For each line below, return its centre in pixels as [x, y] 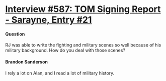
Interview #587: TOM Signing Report [83, 9]
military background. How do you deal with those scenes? [65, 50]
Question [15, 34]
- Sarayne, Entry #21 [49, 20]
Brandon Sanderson [27, 61]
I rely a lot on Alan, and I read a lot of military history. [60, 73]
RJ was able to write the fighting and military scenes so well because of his [83, 45]
